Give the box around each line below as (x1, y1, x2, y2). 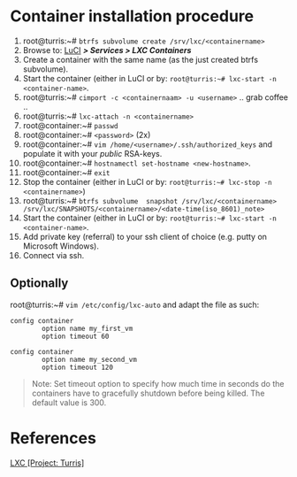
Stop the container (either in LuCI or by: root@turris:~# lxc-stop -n (22, 176, 272, 187)
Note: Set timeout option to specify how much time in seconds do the (31, 378, 285, 389)
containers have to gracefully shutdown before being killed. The (31, 388, 265, 398)
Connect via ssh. (22, 250, 85, 260)
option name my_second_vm (42, 355, 138, 364)
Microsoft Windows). (22, 241, 100, 251)
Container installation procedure (10, 6, 255, 27)
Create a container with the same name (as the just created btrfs (22, 54, 259, 65)
